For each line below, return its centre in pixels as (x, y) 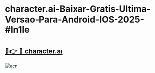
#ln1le (17, 30)
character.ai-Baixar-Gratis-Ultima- (78, 9)
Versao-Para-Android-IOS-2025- (75, 19)
